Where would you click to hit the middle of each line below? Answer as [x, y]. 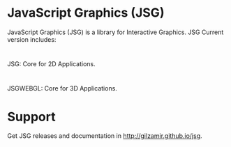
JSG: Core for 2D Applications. [51, 64]
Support [31, 117]
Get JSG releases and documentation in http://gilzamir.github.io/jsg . [105, 136]
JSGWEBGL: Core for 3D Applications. [62, 88]
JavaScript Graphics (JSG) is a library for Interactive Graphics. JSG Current [115, 32]
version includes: [32, 39]
